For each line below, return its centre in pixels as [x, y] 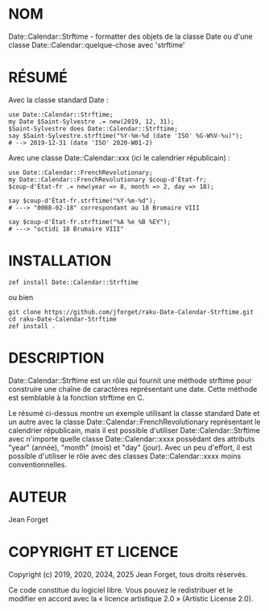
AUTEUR [37, 497]
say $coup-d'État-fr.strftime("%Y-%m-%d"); [83, 201]
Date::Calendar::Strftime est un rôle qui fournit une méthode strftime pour [130, 380]
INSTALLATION [60, 261]
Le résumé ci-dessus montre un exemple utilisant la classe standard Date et [134, 413]
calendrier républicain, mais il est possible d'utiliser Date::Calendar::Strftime [134, 430]
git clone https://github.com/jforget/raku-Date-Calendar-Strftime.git [131, 312]
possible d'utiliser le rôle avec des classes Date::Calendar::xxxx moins [125, 455]
